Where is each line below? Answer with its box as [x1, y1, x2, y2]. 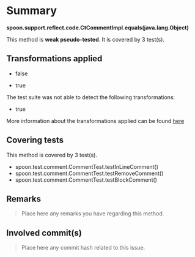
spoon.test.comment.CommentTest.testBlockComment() [15, 176, 158, 184]
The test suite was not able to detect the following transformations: [6, 93, 175, 101]
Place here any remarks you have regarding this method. [21, 210, 164, 217]
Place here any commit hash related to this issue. [21, 244, 145, 251]
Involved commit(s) [6, 228, 83, 238]
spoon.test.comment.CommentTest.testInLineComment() [15, 163, 159, 170]
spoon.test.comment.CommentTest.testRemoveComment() [15, 169, 164, 177]
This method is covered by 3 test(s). [6, 151, 98, 158]
